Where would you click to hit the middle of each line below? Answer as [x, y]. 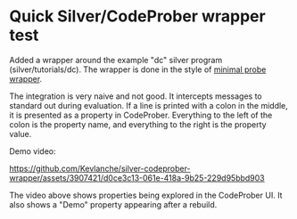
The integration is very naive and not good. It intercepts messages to [136, 96]
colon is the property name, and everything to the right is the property [138, 124]
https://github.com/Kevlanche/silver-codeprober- [100, 168]
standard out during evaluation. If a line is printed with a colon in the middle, [148, 105]
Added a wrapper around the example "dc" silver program [116, 60]
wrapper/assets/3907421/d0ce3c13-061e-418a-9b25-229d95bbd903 [137, 178]
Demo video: [33, 151]
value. [21, 134]
